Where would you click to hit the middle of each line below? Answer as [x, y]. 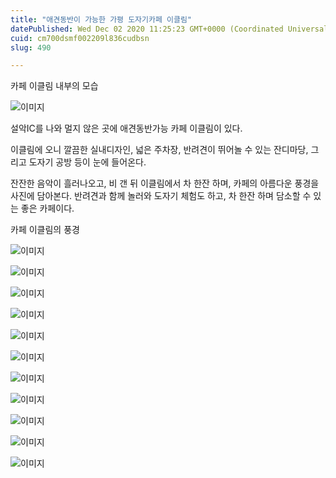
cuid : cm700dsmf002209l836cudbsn [80, 38]
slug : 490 [31, 47]
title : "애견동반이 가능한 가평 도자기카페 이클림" [101, 19]
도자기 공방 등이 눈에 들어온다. [87, 162]
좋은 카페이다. [47, 208]
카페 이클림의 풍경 [45, 230]
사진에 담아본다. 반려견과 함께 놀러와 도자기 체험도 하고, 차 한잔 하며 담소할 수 [161, 196]
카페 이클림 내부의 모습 [54, 86]
